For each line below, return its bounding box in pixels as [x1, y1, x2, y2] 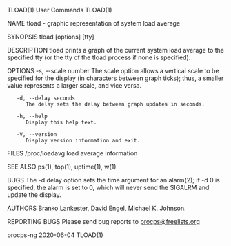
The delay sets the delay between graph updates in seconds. [25, 101, 205, 108]
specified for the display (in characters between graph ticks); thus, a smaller [7, 74, 224, 82]
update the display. [7, 191, 62, 199]
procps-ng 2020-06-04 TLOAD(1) [7, 231, 103, 239]
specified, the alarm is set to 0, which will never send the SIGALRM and [7, 183, 210, 191]
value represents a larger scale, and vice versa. [7, 82, 142, 89]
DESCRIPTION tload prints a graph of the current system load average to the [7, 46, 225, 54]
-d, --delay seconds [16, 95, 76, 102]
